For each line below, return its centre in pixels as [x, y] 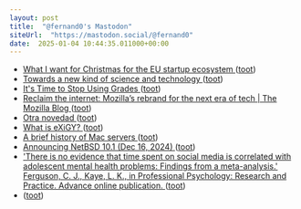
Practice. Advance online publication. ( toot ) [104, 186]
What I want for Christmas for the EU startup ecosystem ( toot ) [140, 69]
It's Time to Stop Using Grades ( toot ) [92, 89]
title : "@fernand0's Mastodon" [71, 26]
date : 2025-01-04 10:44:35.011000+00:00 [89, 43]
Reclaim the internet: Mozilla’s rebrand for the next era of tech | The [150, 99]
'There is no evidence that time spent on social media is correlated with [157, 157]
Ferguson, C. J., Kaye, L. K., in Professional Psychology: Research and [155, 176]
